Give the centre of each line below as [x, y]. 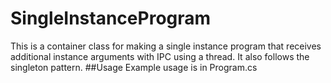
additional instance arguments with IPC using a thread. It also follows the [160, 56]
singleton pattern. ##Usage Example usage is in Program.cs [134, 67]
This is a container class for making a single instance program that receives [166, 46]
